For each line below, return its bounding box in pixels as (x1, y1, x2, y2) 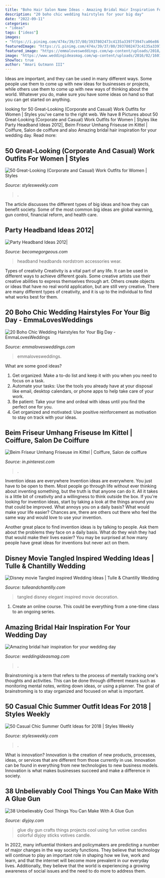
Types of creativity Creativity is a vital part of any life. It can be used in (5, 268, 148, 273)
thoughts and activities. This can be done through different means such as (5, 678, 156, 683)
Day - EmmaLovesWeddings (5, 316, 93, 324)
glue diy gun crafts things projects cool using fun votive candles (17, 827, 147, 833)
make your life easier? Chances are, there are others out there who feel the (5, 509, 157, 515)
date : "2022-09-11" (5, 16, 45, 21)
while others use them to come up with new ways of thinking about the (5, 86, 149, 92)
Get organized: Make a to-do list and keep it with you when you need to (12, 372, 157, 378)
